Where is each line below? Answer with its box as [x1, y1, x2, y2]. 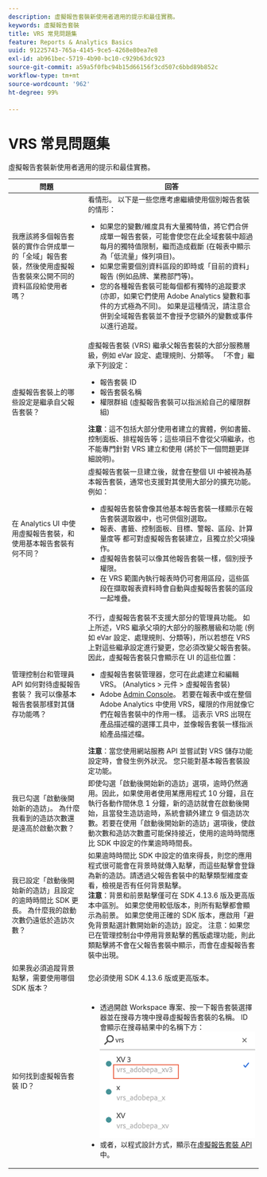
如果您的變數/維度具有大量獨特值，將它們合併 [99, 221, 249, 231]
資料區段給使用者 [11, 281, 68, 291]
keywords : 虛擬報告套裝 [8, 21, 79, 29]
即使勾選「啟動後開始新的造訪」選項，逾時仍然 [87, 779, 242, 788]
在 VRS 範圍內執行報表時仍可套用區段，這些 [99, 573, 243, 583]
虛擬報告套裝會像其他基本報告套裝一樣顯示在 [99, 503, 246, 513]
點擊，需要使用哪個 [11, 972, 75, 983]
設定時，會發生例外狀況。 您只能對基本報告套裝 [87, 756, 244, 765]
